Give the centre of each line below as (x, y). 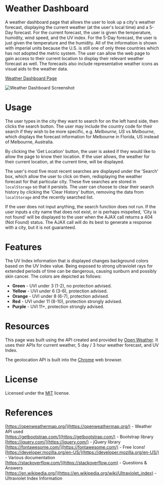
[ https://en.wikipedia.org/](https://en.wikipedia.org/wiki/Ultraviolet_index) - (81, 473)
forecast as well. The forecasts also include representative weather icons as (82, 64)
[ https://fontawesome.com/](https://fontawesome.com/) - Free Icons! (75, 447)
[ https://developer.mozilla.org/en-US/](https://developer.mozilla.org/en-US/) (82, 452)
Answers (14, 468)
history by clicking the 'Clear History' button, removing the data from (74, 192)
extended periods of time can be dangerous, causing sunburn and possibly (81, 271)
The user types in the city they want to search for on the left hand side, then (82, 121)
